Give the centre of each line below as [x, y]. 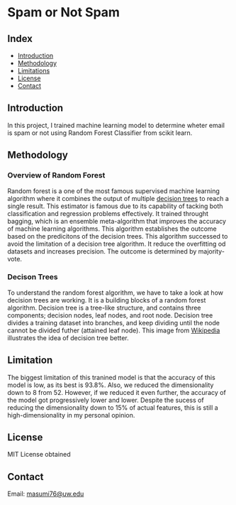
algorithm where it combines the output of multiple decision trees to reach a [118, 198]
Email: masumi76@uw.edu [46, 494]
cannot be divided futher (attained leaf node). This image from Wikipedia [114, 330]
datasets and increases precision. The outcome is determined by [102, 251]
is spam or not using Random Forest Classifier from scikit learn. [100, 133]
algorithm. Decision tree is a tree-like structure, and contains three [104, 308]
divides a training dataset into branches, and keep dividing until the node [113, 322]
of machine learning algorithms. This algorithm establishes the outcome [112, 229]
